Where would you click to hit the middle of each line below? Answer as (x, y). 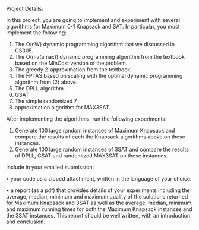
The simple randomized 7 (46, 101)
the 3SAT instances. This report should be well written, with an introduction (98, 215)
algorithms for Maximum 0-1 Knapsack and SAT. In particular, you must (93, 26)
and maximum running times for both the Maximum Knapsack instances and (99, 209)
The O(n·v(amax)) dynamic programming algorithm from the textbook (100, 57)
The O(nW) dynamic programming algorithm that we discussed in (95, 44)
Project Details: (25, 9)
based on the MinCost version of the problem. (71, 63)
